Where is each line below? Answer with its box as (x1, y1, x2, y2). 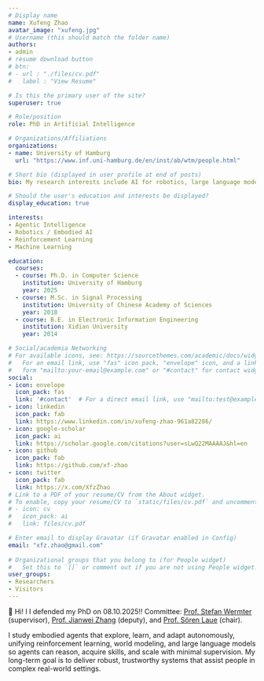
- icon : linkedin (8, 403, 65, 411)
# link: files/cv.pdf (8, 520, 86, 528)
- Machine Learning (8, 243, 72, 251)
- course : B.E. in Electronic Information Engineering (15, 315, 199, 323)
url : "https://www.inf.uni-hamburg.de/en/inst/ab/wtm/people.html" (15, 156, 241, 164)
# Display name (8, 11, 58, 20)
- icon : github (8, 447, 58, 455)
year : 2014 (22, 330, 58, 338)
